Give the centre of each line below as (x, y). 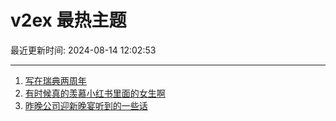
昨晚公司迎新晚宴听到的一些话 (86, 105)
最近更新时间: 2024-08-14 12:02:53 (83, 50)
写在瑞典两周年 (55, 80)
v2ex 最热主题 (68, 20)
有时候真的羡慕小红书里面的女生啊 (95, 93)
